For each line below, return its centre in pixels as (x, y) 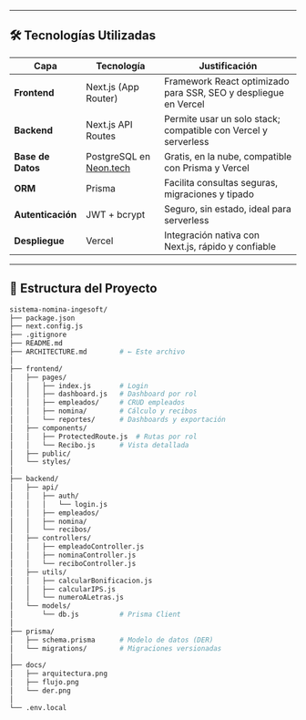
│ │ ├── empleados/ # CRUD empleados (97, 403)
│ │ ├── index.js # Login (79, 386)
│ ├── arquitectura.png (58, 674)
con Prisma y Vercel (207, 168)
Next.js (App (112, 87)
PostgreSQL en (118, 156)
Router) (102, 98)
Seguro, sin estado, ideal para (227, 209)
